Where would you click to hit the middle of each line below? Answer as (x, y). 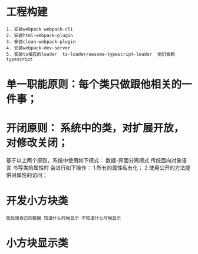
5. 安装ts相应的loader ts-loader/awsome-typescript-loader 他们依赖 (90, 54)
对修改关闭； (37, 143)
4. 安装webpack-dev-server (38, 48)
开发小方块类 (37, 201)
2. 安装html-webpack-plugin (40, 35)
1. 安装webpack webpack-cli (40, 29)
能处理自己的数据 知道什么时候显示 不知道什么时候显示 (64, 218)
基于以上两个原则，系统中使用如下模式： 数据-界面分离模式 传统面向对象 (94, 161)
